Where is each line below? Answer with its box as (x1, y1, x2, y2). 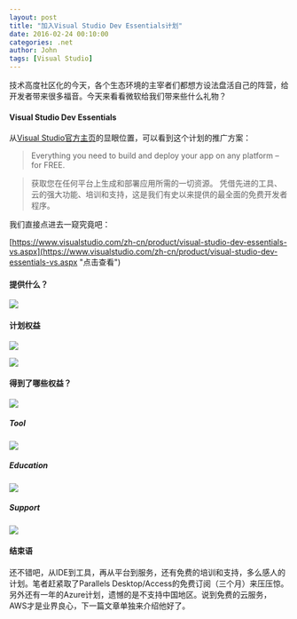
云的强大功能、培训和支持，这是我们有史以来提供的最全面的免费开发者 (30, 189, 288, 200)
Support (9, 503, 41, 513)
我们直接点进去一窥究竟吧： (9, 219, 111, 230)
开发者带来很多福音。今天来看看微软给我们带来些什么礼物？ (9, 91, 227, 101)
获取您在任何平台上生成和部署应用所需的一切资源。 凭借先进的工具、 (30, 179, 282, 189)
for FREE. (30, 160, 66, 171)
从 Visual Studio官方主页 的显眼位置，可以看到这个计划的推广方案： (9, 132, 252, 143)
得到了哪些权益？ (9, 378, 72, 389)
